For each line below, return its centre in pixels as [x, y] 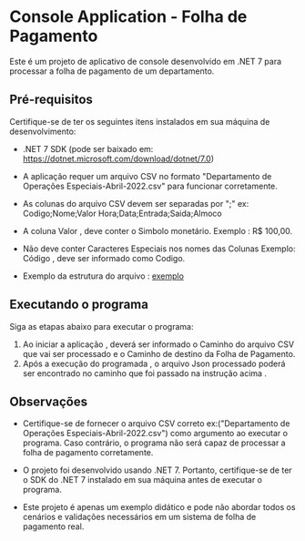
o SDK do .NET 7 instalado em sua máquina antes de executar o [142, 480]
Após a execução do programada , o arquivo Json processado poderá [154, 363]
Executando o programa [79, 305]
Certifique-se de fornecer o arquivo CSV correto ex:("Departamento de [156, 424]
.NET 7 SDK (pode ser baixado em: [88, 148]
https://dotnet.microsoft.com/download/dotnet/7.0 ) [118, 158]
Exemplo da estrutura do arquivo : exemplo [103, 276]
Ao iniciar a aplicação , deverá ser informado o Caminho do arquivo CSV [158, 344]
